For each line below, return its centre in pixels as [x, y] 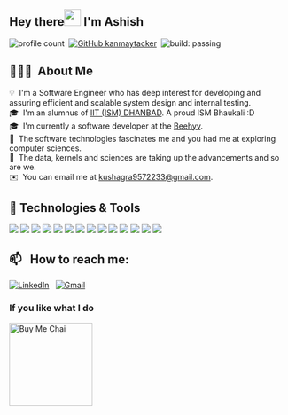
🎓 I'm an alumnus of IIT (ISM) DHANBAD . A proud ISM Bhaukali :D [132, 113]
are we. [23, 167]
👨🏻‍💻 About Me [51, 71]
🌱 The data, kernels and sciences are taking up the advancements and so [144, 157]
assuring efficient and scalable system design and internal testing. [130, 102]
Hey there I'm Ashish [77, 22]
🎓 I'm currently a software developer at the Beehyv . [106, 126]
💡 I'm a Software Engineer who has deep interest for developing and [135, 92]
